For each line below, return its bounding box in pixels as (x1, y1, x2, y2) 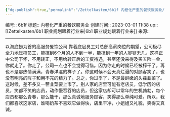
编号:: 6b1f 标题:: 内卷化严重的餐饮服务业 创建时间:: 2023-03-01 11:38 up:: (5, 22, 158, 28)
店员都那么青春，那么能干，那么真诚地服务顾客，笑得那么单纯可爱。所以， (5, 93, 160, 99)
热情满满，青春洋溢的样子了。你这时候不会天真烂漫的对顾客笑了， (22, 68, 160, 74)
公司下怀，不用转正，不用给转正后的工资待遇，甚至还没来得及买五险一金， (9, 56, 165, 62)
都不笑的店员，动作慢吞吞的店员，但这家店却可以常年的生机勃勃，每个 (18, 87, 165, 93)
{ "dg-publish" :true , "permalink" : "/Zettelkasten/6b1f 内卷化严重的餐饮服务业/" (5, 7, 167, 13)
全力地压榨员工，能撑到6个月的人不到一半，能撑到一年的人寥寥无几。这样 (5, 50, 159, 56)
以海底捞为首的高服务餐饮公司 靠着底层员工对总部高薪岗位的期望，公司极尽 (5, 43, 162, 49)
